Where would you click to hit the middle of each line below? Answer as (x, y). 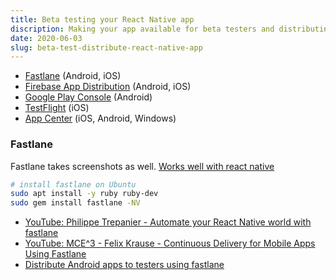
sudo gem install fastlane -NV (75, 203)
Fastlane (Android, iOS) (73, 76)
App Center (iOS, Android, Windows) (100, 118)
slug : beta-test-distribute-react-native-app (106, 47)
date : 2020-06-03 (46, 38)
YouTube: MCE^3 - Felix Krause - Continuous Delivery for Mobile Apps (170, 243)
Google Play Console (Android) (88, 97)
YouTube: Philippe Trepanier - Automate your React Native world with (168, 222)
